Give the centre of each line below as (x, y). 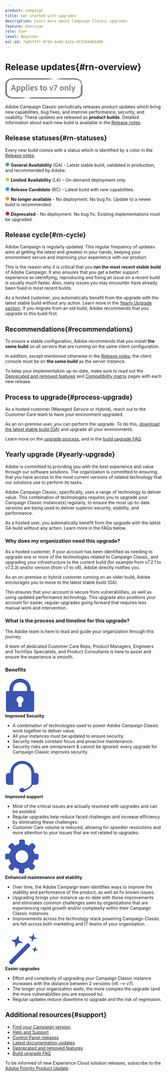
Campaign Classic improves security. (50, 752)
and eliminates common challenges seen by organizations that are (80, 903)
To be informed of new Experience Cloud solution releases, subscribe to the (83, 1063)
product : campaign (24, 10)
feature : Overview (24, 26)
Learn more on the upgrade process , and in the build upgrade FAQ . (74, 439)
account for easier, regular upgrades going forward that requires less (76, 603)
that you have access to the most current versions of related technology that (83, 477)
